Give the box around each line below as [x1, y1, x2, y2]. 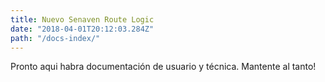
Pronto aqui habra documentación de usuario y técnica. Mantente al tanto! [10, 61, 317, 73]
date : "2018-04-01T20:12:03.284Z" [10, 24, 155, 34]
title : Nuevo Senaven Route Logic [10, 14, 155, 25]
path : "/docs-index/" [10, 33, 101, 43]
